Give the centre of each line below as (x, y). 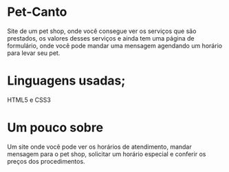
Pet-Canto (37, 12)
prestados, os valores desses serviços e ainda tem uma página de (101, 38)
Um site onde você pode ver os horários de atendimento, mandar (99, 147)
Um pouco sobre (55, 128)
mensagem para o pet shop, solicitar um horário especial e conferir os (107, 154)
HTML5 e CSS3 (29, 100)
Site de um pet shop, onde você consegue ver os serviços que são (102, 31)
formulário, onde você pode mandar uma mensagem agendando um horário (115, 45)
